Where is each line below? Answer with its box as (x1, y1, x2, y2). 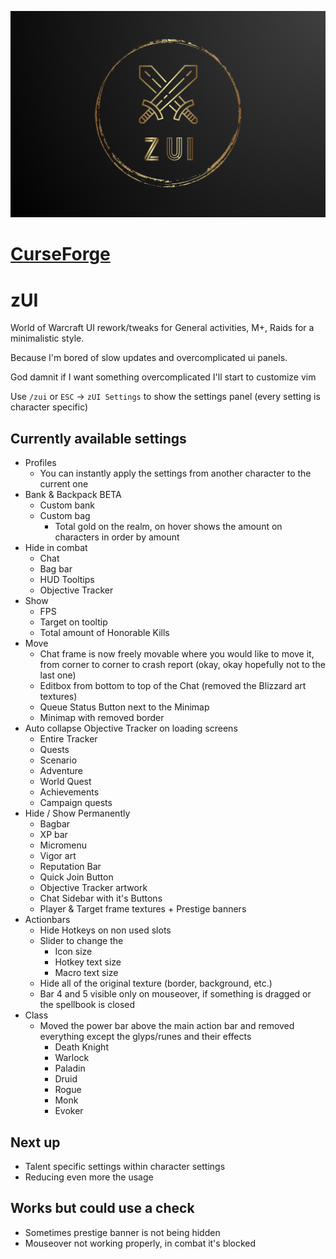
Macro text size (54, 967, 119, 979)
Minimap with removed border (39, 712, 165, 724)
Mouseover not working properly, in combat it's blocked (24, 1237, 257, 1249)
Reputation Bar (39, 861, 102, 873)
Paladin (54, 1062, 86, 1075)
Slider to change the (39, 935, 124, 947)
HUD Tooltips (39, 574, 95, 586)
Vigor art (39, 850, 77, 862)
